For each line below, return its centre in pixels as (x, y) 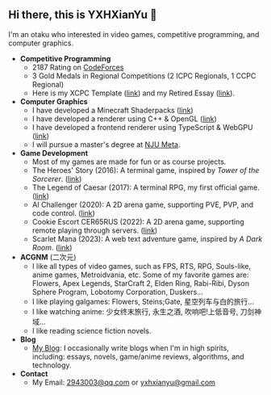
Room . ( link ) (52, 247)
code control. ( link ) (63, 213)
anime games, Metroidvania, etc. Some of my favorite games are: (140, 275)
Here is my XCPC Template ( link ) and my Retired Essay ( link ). (133, 93)
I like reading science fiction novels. (92, 330)
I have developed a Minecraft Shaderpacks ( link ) (113, 110)
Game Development (54, 153)
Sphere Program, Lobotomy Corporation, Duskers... (117, 292)
